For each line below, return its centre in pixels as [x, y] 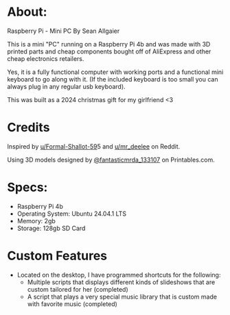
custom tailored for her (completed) [78, 289]
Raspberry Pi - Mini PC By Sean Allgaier [64, 31]
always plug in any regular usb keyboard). [66, 86]
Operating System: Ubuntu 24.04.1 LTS [72, 214]
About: [27, 12]
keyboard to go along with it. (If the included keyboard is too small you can [113, 79]
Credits [28, 128]
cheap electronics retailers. [46, 58]
